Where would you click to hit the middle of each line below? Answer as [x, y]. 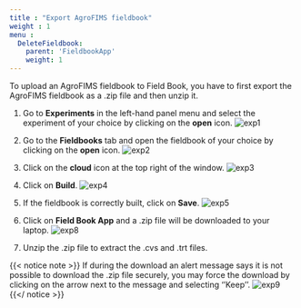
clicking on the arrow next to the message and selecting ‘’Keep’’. [130, 284]
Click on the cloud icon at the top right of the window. [123, 168]
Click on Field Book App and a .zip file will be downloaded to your [146, 220]
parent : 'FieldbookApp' [71, 52]
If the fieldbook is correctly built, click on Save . [111, 203]
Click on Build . [50, 185]
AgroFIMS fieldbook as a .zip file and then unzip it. [104, 95]
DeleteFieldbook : [50, 43]
